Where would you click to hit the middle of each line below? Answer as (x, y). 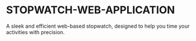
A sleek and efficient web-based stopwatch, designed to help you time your (98, 26)
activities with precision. (35, 32)
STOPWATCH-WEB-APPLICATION (91, 10)
